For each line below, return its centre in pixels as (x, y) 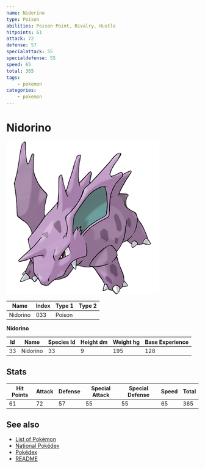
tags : (13, 77)
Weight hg (126, 342)
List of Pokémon (36, 439)
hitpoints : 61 (24, 32)
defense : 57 (21, 45)
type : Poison (23, 19)
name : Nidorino (26, 13)
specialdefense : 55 (31, 58)
